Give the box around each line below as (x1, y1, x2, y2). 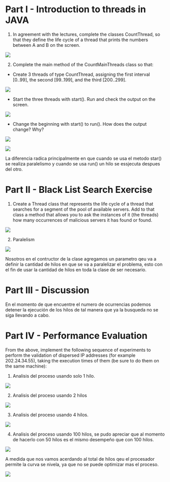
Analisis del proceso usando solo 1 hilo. (12, 373, 95, 379)
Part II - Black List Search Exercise (5, 184, 153, 195)
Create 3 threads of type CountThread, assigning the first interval (12, 71, 150, 77)
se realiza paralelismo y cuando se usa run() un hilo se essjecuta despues (5, 160, 160, 166)
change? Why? (12, 126, 44, 132)
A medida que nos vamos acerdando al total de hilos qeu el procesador (5, 456, 155, 462)
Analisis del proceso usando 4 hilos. (12, 411, 89, 418)
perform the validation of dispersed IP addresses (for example (5, 352, 136, 358)
